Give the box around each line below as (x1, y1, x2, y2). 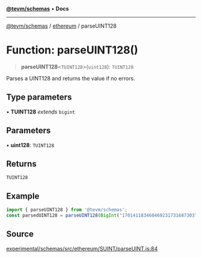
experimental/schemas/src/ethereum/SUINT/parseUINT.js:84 (6, 245, 158, 252)
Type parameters (6, 92, 72, 103)
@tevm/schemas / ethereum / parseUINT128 (6, 22, 117, 29)
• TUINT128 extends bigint (6, 108, 75, 115)
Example (6, 191, 40, 201)
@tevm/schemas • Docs (6, 5, 69, 12)
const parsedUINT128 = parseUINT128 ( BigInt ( (6, 212, 120, 218)
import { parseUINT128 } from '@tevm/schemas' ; (6, 207, 128, 213)
